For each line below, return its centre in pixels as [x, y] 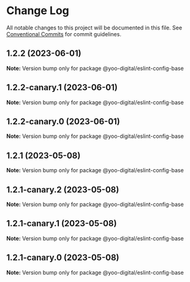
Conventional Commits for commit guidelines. [64, 34]
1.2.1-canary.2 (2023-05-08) [63, 190]
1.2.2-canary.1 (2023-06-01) [62, 87]
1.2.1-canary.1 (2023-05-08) [62, 223]
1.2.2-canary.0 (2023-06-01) [63, 121]
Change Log [38, 11]
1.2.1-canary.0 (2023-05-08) [63, 258]
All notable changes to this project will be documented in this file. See [94, 28]
